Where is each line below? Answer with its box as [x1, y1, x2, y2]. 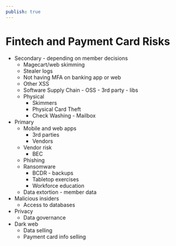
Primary [14, 118, 34, 125]
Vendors [32, 137, 53, 145]
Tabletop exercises [32, 175, 79, 183]
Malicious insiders [14, 194, 59, 202]
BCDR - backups [32, 169, 74, 176]
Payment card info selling [23, 233, 86, 240]
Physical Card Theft [32, 106, 81, 113]
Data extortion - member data [23, 188, 97, 196]
